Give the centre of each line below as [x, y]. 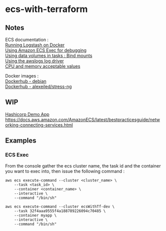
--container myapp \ [35, 215]
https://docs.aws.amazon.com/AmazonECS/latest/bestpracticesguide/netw [83, 119]
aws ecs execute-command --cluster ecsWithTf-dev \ [60, 206]
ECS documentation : [27, 39]
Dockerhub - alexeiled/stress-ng [39, 86]
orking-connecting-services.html [39, 125]
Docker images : [22, 76]
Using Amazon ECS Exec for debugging [46, 50]
